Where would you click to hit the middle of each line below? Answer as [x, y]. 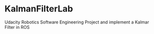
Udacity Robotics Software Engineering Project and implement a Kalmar [77, 22]
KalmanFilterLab [39, 9]
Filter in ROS [17, 27]
